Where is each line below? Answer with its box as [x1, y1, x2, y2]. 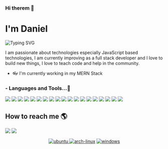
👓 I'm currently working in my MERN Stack [12, 70, 103, 76]
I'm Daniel [5, 23, 48, 35]
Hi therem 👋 [5, 5, 35, 12]
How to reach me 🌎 [5, 112, 68, 120]
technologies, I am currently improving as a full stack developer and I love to [5, 55, 163, 61]
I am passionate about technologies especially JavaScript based [5, 49, 138, 55]
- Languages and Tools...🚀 [5, 85, 71, 92]
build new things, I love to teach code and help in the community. [5, 60, 140, 66]
